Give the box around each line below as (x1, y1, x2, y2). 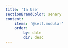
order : (14, 26, 28, 31)
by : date (23, 30, 42, 35)
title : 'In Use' (5, 7, 39, 12)
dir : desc (23, 35, 44, 40)
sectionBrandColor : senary (5, 12, 62, 17)
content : (5, 16, 24, 21)
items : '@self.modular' (14, 21, 64, 26)
